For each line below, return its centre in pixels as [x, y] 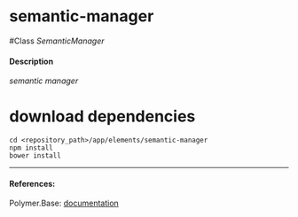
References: [32, 183]
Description [31, 61]
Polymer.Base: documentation [64, 203]
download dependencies [102, 116]
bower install [35, 156]
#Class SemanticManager [57, 41]
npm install [31, 148]
